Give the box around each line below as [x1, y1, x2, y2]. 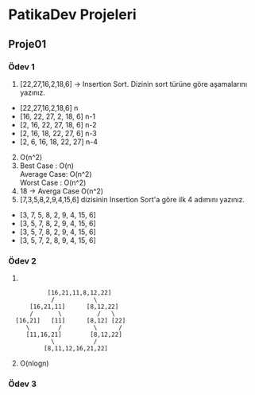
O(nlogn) [19, 358, 49, 368]
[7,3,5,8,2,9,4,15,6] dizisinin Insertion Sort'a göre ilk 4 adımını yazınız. [19, 194, 245, 204]
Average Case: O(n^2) [19, 169, 93, 178]
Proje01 [8, 37, 46, 51]
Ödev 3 [8, 378, 37, 389]
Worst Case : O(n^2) [19, 178, 87, 187]
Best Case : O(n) [19, 161, 74, 170]
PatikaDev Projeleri [8, 6, 137, 24]
